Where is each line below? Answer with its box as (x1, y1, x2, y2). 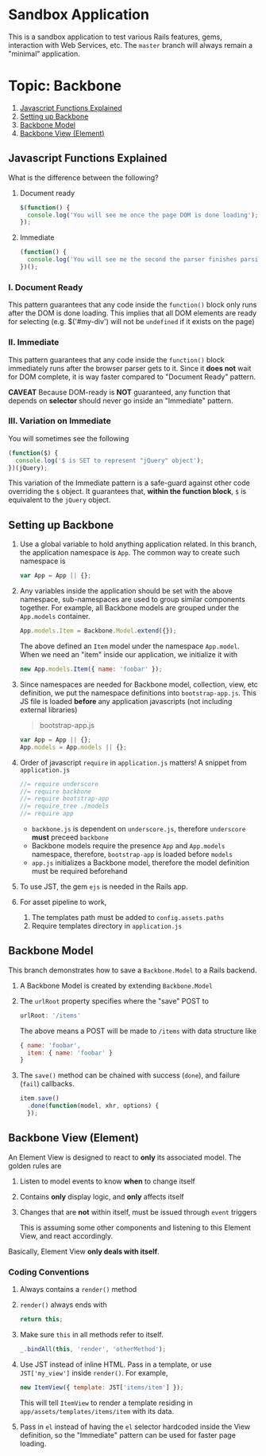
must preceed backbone (31, 832, 109, 842)
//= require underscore (19, 780, 99, 788)
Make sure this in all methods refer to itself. (19, 1329, 164, 1339)
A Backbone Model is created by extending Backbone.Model (19, 980, 213, 990)
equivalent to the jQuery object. (8, 495, 111, 505)
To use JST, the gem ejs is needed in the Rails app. (19, 882, 188, 891)
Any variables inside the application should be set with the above (19, 586, 233, 596)
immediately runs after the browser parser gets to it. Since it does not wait (8, 363, 252, 373)
